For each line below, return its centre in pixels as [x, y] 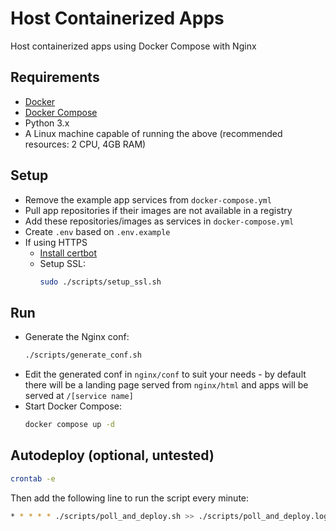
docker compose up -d [69, 425]
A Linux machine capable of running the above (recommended [153, 133]
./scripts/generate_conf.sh [83, 355]
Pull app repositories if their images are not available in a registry [158, 210]
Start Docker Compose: [73, 406]
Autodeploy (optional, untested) [112, 455]
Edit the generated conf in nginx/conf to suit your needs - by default [165, 374]
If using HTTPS [56, 242]
